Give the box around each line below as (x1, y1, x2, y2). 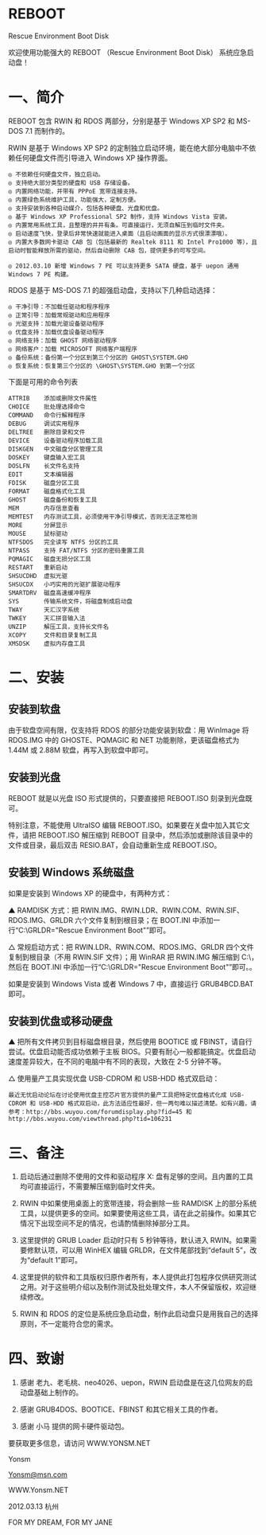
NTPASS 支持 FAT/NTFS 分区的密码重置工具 (8, 546, 145, 554)
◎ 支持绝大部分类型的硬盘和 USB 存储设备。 (8, 178, 134, 187)
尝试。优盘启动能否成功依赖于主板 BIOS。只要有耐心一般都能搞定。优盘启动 (8, 1047, 256, 1057)
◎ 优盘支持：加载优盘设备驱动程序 (8, 328, 105, 336)
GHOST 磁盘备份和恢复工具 (8, 495, 98, 504)
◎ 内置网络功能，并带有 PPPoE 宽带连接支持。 (8, 187, 141, 195)
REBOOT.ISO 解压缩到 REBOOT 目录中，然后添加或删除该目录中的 (37, 830, 253, 840)
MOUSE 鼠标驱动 (8, 529, 68, 537)
